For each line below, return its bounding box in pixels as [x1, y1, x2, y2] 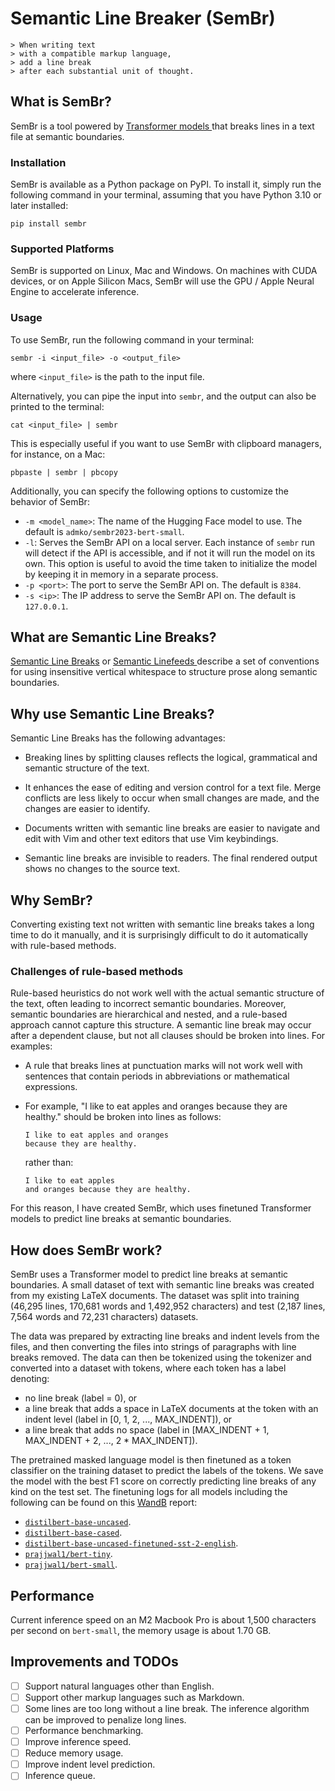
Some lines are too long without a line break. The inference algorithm [24, 1702, 310, 1714]
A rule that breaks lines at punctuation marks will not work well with [24, 1060, 303, 1072]
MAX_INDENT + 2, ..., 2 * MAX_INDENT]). [24, 1435, 198, 1447]
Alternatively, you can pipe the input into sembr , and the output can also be [10, 390, 317, 402]
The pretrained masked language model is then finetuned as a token [10, 1454, 292, 1466]
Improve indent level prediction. [24, 1758, 156, 1771]
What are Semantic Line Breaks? [10, 629, 217, 646]
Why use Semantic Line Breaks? [10, 705, 215, 722]
